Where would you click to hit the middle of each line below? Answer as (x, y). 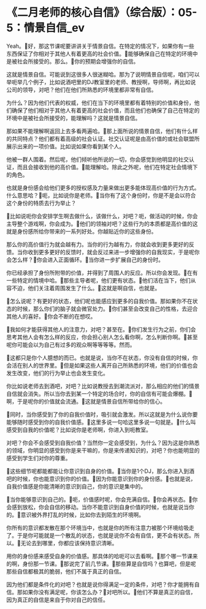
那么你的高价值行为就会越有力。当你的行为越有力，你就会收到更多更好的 (97, 244)
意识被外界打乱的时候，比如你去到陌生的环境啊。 (82, 515)
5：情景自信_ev (45, 28)
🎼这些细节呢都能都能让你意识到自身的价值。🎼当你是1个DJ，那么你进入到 (98, 471)
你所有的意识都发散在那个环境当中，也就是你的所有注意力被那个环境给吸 (97, 528)
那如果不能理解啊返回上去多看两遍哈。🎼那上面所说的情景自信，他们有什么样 (102, 131)
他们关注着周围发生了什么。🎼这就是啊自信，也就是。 (94, 288)
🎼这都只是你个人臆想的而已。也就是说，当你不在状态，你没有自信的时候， (100, 357)
